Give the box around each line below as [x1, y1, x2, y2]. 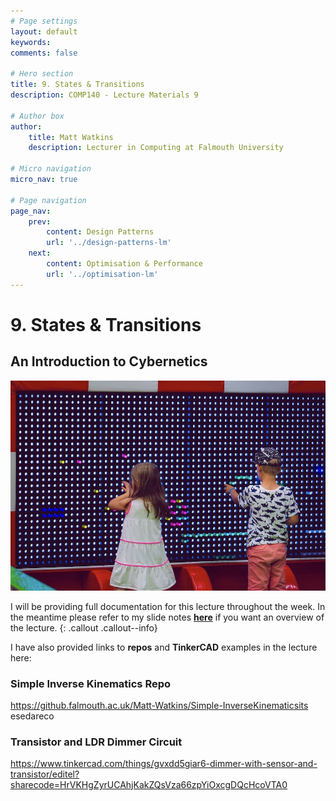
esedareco [10, 710, 55, 722]
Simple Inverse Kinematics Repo [10, 676, 172, 690]
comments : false [10, 48, 78, 58]
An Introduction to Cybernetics [10, 353, 208, 370]
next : [28, 248, 52, 259]
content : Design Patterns [46, 227, 155, 237]
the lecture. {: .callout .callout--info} [10, 621, 158, 634]
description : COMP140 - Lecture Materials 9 [10, 90, 199, 100]
